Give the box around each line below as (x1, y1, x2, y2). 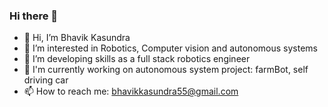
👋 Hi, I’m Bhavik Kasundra (23, 32, 131, 44)
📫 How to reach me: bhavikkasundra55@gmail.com (23, 85, 239, 98)
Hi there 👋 (9, 9, 59, 23)
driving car (23, 74, 69, 86)
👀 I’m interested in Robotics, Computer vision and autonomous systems (23, 42, 318, 54)
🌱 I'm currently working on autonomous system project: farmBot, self (23, 64, 309, 76)
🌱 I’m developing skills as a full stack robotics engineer (23, 53, 251, 65)
